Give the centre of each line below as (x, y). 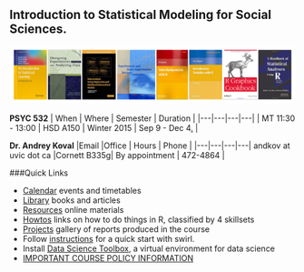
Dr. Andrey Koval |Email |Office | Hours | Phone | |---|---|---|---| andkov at (150, 146)
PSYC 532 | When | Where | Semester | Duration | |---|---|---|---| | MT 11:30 (152, 118)
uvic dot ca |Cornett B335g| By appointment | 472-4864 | (117, 156)
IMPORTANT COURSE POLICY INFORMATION (108, 258)
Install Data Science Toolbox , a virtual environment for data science (148, 248)
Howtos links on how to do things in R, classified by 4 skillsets (138, 220)
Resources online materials (73, 210)
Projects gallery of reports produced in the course (116, 229)
